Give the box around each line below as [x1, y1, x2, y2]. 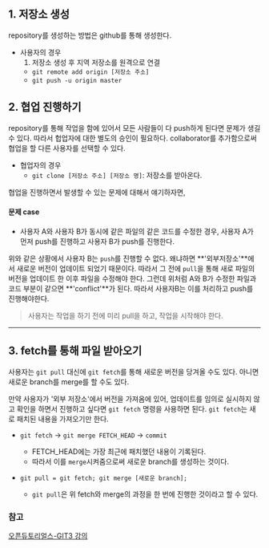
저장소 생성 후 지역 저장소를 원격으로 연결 [31, 57, 161, 67]
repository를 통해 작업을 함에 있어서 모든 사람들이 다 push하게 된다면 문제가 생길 [8, 123, 261, 132]
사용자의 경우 [19, 47, 62, 57]
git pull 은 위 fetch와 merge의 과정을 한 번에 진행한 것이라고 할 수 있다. [31, 489, 259, 499]
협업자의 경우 [19, 160, 62, 170]
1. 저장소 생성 [8, 7, 70, 22]
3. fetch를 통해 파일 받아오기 [8, 344, 143, 358]
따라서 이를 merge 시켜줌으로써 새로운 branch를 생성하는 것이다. [31, 457, 230, 466]
